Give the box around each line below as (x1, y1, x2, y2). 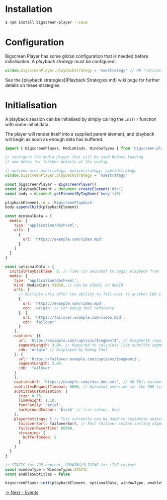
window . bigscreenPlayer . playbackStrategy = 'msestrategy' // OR (5, 68, 141, 73)
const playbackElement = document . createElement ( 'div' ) (5, 186, 123, 192)
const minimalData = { (5, 214, 52, 219)
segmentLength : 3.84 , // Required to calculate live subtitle (18, 343, 150, 348)
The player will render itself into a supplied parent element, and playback (5, 131, 155, 137)
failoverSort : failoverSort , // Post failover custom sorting (18, 421, 150, 426)
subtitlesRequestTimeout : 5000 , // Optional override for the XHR (14, 384, 155, 389)
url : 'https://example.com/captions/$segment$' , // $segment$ (18, 338, 150, 343)
